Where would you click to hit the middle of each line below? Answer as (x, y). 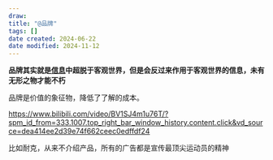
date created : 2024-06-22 (52, 39)
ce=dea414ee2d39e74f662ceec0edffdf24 (79, 132)
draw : (17, 16)
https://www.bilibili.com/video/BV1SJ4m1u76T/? (89, 114)
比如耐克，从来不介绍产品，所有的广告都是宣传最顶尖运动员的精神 (119, 148)
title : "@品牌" (33, 24)
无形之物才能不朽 (37, 80)
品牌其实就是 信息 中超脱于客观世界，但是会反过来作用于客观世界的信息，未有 (136, 71)
